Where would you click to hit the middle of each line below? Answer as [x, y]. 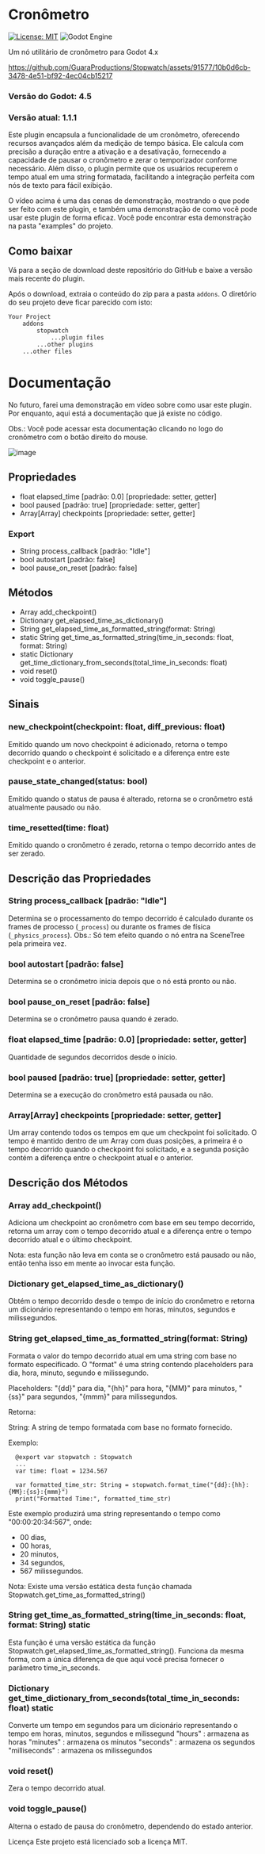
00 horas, [35, 1546]
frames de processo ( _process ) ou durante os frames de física [110, 926]
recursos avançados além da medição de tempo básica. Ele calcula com [126, 144]
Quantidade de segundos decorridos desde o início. [93, 1057]
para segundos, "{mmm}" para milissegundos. [102, 1396]
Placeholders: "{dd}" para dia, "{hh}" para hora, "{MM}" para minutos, [123, 1388]
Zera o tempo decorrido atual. [57, 1788]
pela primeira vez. [38, 943]
